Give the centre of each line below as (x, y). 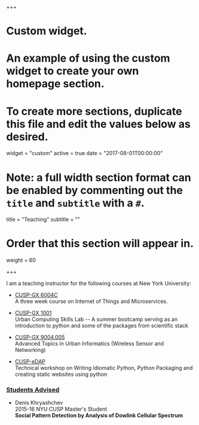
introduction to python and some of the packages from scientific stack (102, 326)
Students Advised (33, 390)
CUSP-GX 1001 (33, 313)
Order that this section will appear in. (100, 244)
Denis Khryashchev (39, 403)
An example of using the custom (88, 58)
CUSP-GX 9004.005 (40, 337)
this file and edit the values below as (99, 124)
